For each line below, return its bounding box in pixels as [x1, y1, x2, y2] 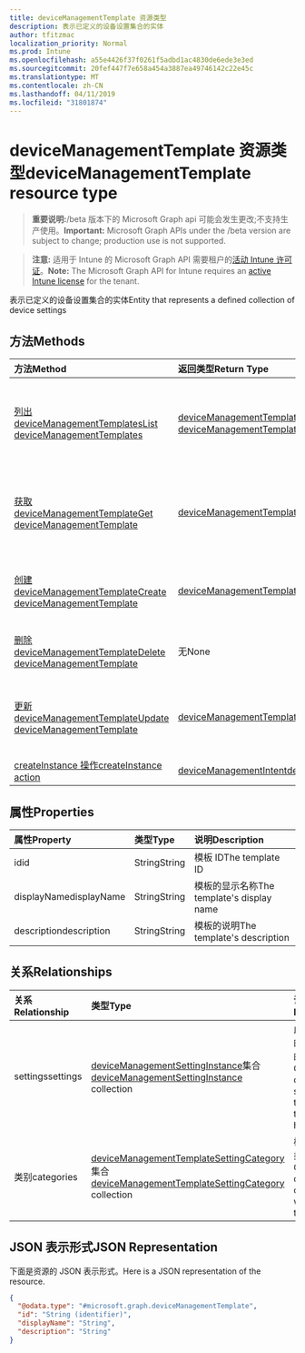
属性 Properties [9, 804, 94, 820]
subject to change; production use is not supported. [31, 236, 227, 247]
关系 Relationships [9, 964, 113, 980]
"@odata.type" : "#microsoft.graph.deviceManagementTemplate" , [17, 1302, 258, 1311]
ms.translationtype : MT [9, 73, 100, 82]
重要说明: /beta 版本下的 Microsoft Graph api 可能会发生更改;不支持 [31, 214, 281, 225]
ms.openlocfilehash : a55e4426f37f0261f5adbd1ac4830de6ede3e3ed [9, 56, 254, 65]
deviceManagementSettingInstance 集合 [90, 1059, 261, 1072]
